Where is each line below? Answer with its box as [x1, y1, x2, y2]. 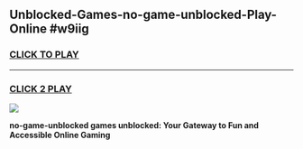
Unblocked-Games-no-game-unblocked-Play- [9, 7, 278, 23]
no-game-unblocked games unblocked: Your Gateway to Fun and [9, 119, 260, 130]
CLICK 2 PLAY [9, 82, 72, 95]
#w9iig [49, 22, 89, 37]
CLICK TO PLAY [9, 49, 79, 61]
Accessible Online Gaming [9, 129, 111, 140]
